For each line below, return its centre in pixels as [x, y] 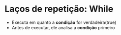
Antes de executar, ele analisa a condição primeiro [63, 27]
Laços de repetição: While [59, 9]
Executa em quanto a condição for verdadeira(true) [64, 22]
